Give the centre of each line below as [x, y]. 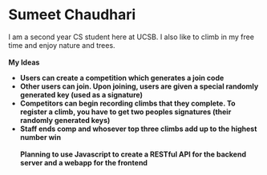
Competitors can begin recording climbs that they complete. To [127, 103]
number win [40, 137]
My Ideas [24, 62]
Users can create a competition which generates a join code [122, 78]
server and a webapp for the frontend [84, 162]
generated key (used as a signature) [81, 94]
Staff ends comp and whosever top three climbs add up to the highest [138, 129]
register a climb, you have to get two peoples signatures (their [125, 111]
